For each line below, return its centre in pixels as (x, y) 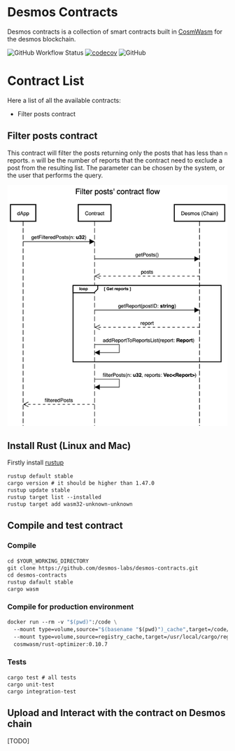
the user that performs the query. (55, 175)
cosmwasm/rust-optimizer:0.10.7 (61, 644)
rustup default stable (40, 476)
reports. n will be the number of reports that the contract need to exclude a (115, 160)
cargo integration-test (42, 691)
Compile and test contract (65, 526)
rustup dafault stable (40, 582)
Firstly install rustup (36, 462)
